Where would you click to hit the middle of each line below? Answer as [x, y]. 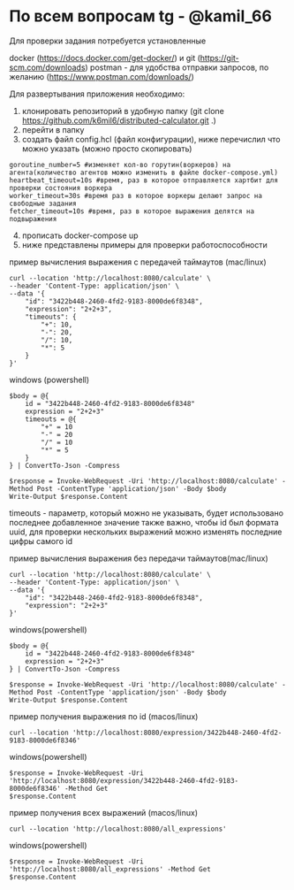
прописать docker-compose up [80, 235]
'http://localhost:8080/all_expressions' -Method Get [110, 869]
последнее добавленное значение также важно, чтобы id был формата [144, 522]
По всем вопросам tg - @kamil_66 [140, 16]
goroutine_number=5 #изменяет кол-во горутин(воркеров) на [120, 165]
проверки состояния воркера [61, 188]
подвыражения [33, 219]
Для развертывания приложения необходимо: [97, 94]
